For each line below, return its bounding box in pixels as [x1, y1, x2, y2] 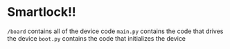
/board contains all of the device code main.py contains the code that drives [7, 27, 224, 35]
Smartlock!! [7, 4, 76, 20]
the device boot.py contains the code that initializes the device [7, 34, 186, 42]
